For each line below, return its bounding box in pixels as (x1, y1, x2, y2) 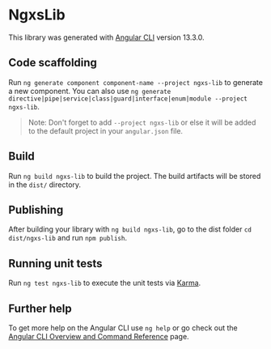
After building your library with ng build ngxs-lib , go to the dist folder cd (8, 224, 252, 234)
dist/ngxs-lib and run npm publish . (8, 233, 128, 243)
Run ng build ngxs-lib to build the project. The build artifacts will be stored (8, 171, 261, 181)
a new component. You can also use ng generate (8, 86, 171, 96)
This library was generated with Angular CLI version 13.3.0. (8, 32, 205, 42)
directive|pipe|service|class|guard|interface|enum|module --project (8, 95, 248, 103)
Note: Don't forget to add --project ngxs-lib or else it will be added (28, 117, 256, 127)
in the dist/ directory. (8, 180, 82, 189)
